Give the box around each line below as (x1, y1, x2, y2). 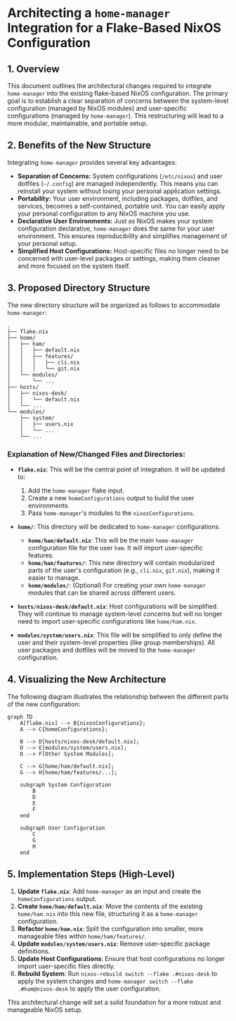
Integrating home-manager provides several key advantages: (7, 158, 177, 166)
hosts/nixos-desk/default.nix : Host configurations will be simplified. (17, 602, 219, 610)
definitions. (17, 946, 51, 955)
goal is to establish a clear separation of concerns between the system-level (7, 97, 229, 105)
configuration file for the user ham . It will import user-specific (27, 543, 204, 552)
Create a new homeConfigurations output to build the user (27, 493, 195, 502)
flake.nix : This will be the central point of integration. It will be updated (17, 465, 225, 474)
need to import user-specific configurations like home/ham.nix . (17, 617, 197, 625)
